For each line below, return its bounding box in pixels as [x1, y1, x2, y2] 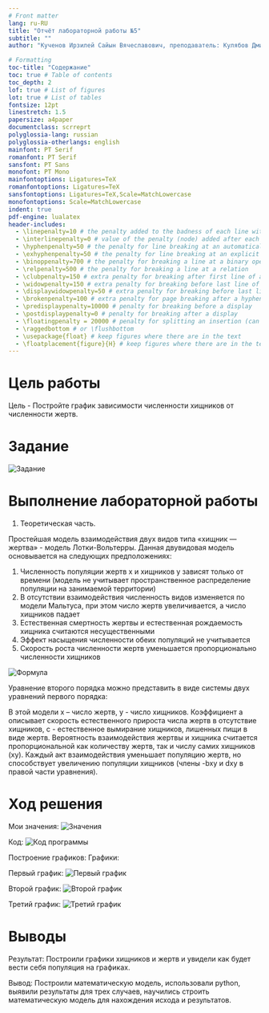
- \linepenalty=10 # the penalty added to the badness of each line [15, 228, 249, 236]
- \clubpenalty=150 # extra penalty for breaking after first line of [15, 272, 256, 281]
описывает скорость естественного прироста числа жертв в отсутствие [8, 716, 257, 726]
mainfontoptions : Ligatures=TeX [8, 176, 116, 184]
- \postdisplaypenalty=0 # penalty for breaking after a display [15, 310, 239, 318]
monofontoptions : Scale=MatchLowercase [8, 197, 142, 205]
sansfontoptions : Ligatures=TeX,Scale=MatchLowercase [8, 190, 192, 198]
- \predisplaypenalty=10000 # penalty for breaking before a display [15, 303, 252, 311]
